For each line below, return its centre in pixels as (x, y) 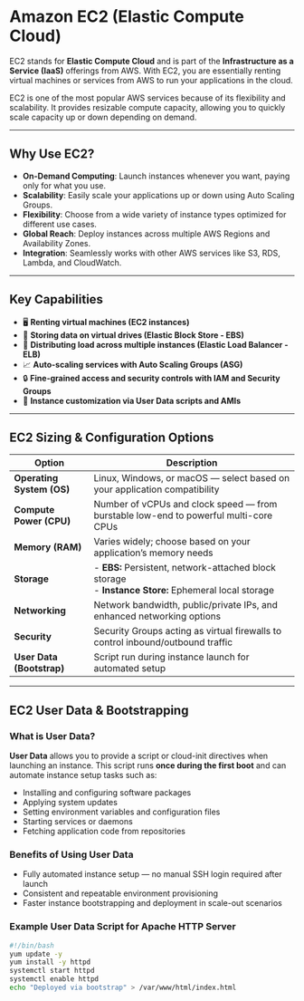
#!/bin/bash (32, 945)
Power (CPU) (42, 521)
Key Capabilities (57, 299)
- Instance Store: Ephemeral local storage (184, 591)
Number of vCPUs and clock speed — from (185, 505)
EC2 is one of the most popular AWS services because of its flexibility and (148, 98)
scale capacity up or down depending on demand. (103, 117)
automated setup (129, 669)
